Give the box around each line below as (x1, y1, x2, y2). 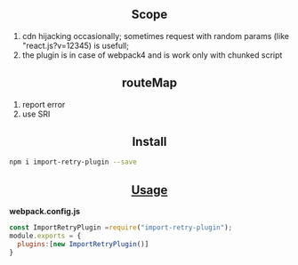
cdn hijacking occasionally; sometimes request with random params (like (21, 30, 289, 41)
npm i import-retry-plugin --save (9, 157, 138, 167)
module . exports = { (9, 231, 82, 240)
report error (21, 99, 66, 109)
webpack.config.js (9, 206, 81, 217)
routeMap (121, 76, 178, 91)
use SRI (21, 108, 51, 119)
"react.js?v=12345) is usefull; (21, 40, 129, 51)
